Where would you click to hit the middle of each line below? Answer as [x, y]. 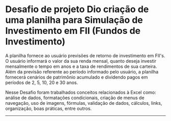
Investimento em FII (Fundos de [73, 31]
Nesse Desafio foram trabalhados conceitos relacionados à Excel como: [81, 92]
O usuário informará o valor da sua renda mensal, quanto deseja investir [81, 61]
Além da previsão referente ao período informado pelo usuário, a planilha [82, 71]
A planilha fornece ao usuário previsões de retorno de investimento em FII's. [85, 55]
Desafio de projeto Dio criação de [77, 9]
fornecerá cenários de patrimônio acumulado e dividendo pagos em [77, 77]
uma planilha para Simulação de [74, 20]
